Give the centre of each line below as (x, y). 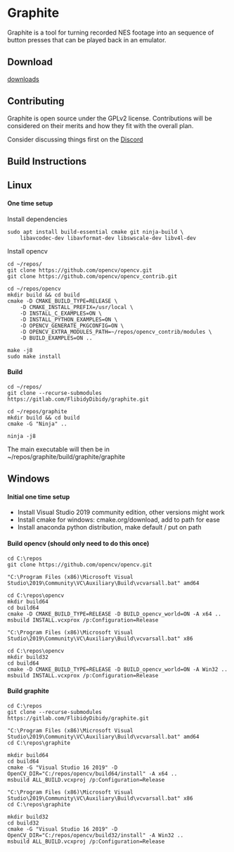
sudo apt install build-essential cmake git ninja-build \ (96, 232)
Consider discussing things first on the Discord (75, 139)
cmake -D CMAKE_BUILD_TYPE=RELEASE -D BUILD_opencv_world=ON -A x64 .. (114, 614)
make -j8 (20, 350)
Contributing (36, 101)
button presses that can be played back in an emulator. (87, 39)
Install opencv (27, 251)
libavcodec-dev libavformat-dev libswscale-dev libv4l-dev (108, 238)
